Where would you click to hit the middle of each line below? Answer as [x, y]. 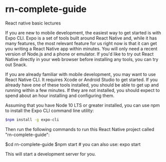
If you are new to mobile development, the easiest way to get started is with [83, 32]
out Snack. [16, 64]
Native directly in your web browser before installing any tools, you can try [82, 59]
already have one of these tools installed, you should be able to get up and [82, 85]
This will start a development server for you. [50, 154]
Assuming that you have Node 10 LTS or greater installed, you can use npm [82, 105]
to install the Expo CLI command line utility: [49, 110]
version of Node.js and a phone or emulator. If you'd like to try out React [79, 54]
